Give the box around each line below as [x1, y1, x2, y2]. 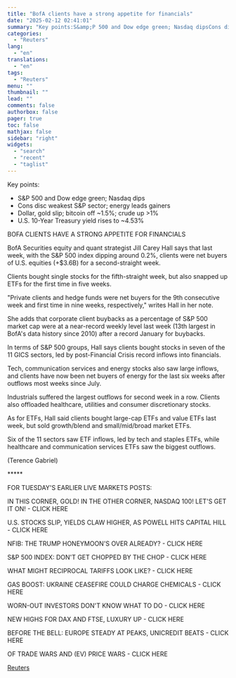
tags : [7, 69, 23, 76]
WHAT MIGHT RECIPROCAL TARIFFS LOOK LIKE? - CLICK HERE [7, 566, 193, 575]
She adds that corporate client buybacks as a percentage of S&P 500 [7, 314, 209, 322]
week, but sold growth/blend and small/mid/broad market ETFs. [7, 421, 192, 429]
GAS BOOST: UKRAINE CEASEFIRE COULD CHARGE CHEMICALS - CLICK [7, 580, 221, 589]
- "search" [13, 148, 46, 155]
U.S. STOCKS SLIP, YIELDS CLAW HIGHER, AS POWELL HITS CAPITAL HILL [7, 518, 227, 527]
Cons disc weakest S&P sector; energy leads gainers [17, 201, 171, 210]
